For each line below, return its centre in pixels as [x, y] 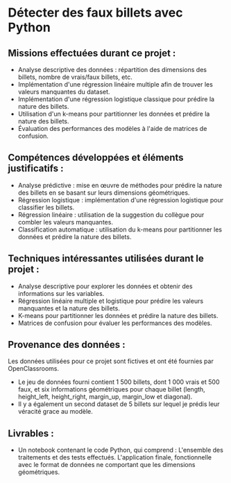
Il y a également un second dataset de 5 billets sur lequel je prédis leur [119, 404]
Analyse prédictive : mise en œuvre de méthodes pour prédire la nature [120, 185]
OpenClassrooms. [34, 369]
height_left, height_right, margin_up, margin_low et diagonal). [105, 397]
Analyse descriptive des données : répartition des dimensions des [112, 70]
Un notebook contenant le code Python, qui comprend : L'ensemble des [121, 450]
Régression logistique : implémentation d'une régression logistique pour [121, 200]
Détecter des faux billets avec [95, 13]
